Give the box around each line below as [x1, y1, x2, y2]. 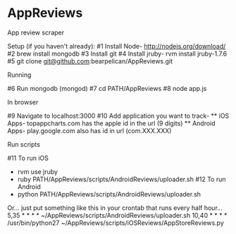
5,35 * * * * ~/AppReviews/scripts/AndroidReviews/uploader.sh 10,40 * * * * [7, 211, 228, 219]
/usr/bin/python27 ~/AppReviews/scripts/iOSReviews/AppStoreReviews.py [7, 218, 224, 227]
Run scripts [7, 140, 41, 149]
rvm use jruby [17, 167, 58, 175]
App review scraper [7, 28, 65, 37]
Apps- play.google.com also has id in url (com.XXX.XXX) [7, 126, 172, 135]
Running [7, 70, 32, 79]
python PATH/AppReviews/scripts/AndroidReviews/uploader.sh [17, 190, 201, 198]
